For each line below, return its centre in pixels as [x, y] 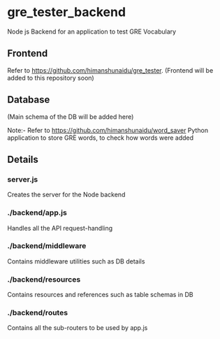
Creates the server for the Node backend [66, 195]
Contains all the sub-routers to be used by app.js [78, 328]
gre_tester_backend [67, 12]
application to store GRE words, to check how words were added [101, 138]
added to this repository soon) [51, 78]
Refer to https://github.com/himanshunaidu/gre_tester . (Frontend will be [110, 70]
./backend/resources [44, 279]
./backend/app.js [37, 212]
